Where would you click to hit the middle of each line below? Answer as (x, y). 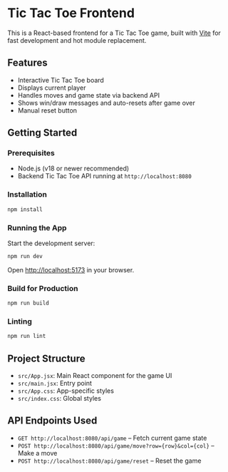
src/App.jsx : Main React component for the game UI (95, 375)
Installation (27, 195)
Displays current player (52, 88)
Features (27, 63)
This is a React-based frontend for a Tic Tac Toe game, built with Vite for (114, 33)
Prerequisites (31, 153)
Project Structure (46, 358)
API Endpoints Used (52, 421)
